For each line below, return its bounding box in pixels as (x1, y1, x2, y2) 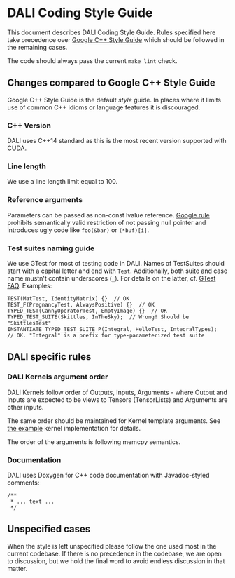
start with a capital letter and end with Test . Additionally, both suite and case (7, 267, 228, 275)
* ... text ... (10, 498, 55, 505)
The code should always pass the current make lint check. (7, 56, 178, 65)
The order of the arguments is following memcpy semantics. (7, 437, 181, 446)
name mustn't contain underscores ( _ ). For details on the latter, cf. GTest (7, 274, 216, 282)
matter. (7, 564, 28, 572)
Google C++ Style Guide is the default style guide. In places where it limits (7, 95, 222, 104)
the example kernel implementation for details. (7, 424, 141, 432)
